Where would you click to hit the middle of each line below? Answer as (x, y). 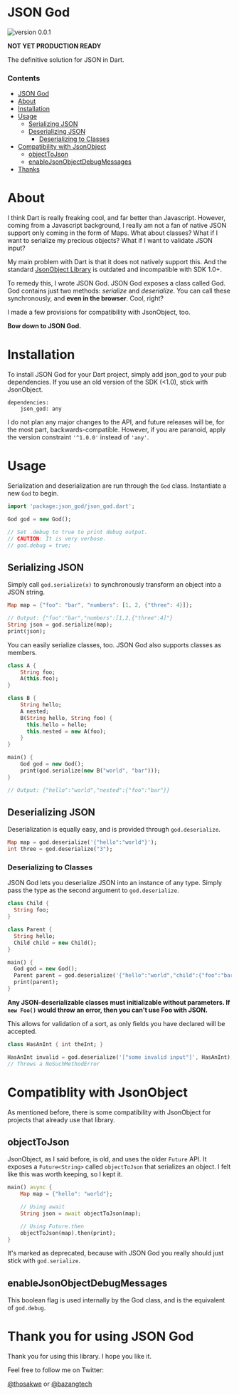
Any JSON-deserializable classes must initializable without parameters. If (119, 1002)
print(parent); (36, 982)
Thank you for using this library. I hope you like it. (79, 1357)
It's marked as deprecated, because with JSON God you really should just (116, 1253)
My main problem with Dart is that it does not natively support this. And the (117, 262)
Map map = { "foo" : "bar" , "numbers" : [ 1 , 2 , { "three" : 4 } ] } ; (100, 605)
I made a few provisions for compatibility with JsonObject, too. (99, 312)
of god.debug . (27, 1308)
